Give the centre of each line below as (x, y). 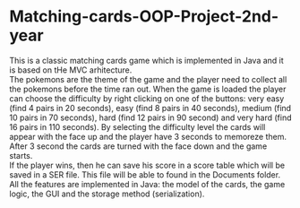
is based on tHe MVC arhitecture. (71, 70)
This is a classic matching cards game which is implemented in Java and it (146, 60)
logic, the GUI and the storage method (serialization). (107, 194)
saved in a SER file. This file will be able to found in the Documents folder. (145, 174)
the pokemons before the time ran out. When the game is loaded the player (148, 89)
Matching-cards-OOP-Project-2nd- (144, 17)
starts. (21, 155)
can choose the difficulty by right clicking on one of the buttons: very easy (147, 98)
